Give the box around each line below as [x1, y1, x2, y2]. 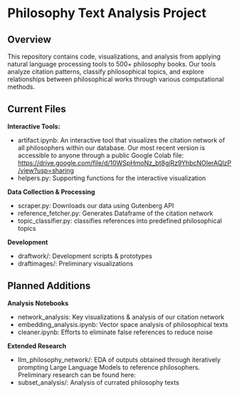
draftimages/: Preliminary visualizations [17, 259, 134, 268]
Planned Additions [7, 280, 91, 292]
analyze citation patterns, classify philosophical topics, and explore [7, 68, 204, 76]
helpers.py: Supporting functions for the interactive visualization [17, 173, 206, 182]
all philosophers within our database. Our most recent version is [17, 143, 206, 152]
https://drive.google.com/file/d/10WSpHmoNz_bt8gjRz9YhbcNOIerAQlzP [17, 158, 232, 167]
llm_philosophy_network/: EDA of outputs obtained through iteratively [17, 355, 221, 364]
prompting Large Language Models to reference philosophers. [17, 363, 201, 371]
